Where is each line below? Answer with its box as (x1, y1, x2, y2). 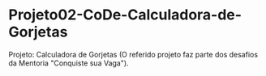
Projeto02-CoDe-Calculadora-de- (8, 6, 242, 24)
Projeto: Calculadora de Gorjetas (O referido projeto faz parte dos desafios (8, 49, 258, 59)
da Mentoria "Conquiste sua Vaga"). (8, 58, 129, 68)
